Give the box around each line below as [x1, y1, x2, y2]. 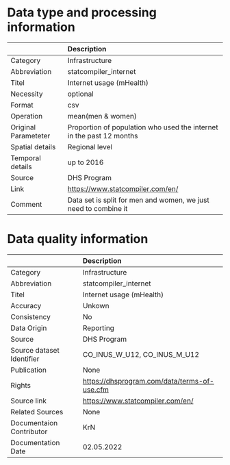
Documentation [10, 438, 60, 447]
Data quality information [7, 231, 149, 247]
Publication [10, 365, 47, 375]
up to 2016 [67, 158, 104, 167]
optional [67, 89, 94, 99]
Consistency [10, 312, 51, 321]
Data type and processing [7, 5, 157, 21]
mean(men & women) [67, 111, 137, 121]
